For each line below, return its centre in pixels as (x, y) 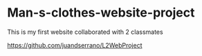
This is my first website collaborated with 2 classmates (85, 32)
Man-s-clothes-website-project (101, 13)
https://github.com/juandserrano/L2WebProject (75, 45)
